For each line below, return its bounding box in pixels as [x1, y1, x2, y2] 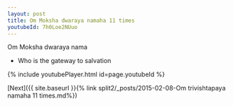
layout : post [7, 10, 46, 18]
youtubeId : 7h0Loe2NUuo [7, 23, 78, 30]
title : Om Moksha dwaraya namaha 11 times [7, 17, 135, 24]
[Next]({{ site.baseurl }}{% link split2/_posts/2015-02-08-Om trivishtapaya [7, 84, 226, 93]
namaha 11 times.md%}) [7, 91, 78, 100]
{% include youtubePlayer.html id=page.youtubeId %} [7, 70, 166, 78]
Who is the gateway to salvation [17, 57, 112, 65]
